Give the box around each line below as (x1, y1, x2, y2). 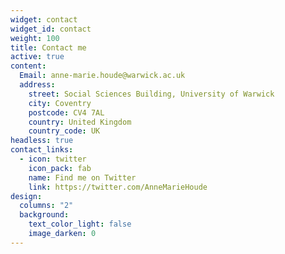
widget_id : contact (10, 24, 92, 34)
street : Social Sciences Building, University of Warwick (28, 89, 275, 99)
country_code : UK (28, 126, 101, 136)
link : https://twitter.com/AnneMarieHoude (28, 182, 208, 192)
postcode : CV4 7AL (28, 107, 105, 118)
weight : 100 (10, 33, 60, 43)
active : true (10, 52, 65, 62)
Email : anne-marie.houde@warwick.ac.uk (19, 71, 186, 81)
